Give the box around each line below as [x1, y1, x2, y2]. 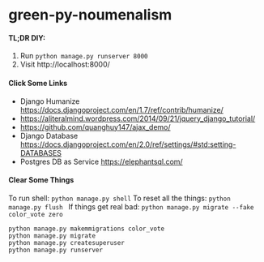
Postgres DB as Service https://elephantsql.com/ [19, 157, 184, 166]
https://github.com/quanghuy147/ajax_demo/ [19, 122, 172, 131]
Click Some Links [8, 78, 68, 88]
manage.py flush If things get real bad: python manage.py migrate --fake [8, 201, 254, 212]
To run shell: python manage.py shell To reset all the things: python [8, 193, 231, 203]
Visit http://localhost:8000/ [19, 59, 111, 70]
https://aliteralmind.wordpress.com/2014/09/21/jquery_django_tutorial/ [19, 114, 256, 123]
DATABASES [19, 148, 62, 157]
